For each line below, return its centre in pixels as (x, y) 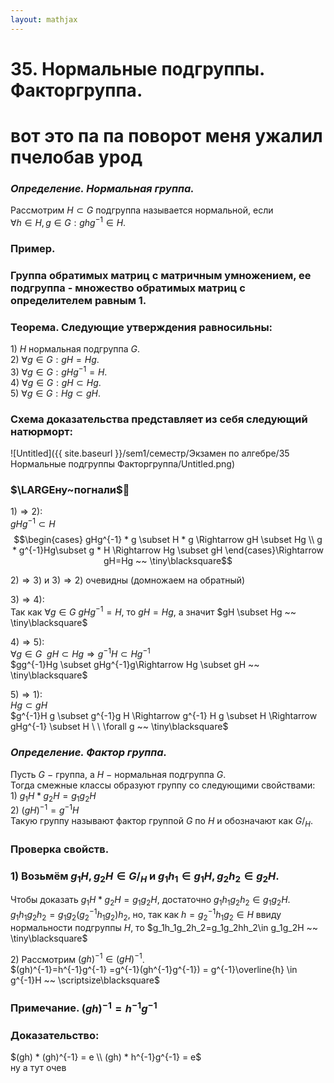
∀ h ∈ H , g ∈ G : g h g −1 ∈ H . (68, 221)
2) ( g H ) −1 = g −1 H (45, 809)
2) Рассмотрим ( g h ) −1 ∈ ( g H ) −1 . (77, 958)
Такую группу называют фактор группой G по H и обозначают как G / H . (161, 822)
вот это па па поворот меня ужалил (166, 136)
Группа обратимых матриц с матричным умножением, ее (161, 275)
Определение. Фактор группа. (89, 753)
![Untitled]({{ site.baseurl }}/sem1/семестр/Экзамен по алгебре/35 (150, 453)
